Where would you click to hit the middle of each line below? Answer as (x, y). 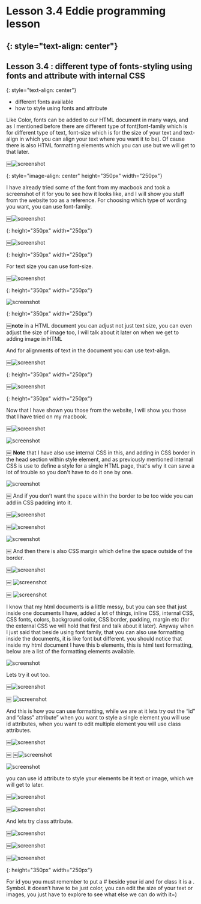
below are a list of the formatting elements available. (71, 652)
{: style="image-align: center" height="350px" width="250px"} (84, 176)
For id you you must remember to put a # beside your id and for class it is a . (100, 882)
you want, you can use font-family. (49, 207)
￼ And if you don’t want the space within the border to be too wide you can (100, 496)
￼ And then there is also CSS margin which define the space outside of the (100, 551)
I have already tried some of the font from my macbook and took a (88, 188)
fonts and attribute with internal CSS (76, 75)
